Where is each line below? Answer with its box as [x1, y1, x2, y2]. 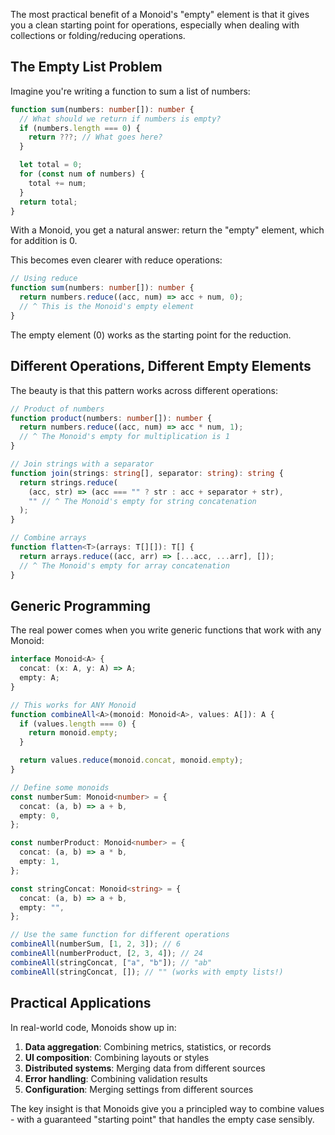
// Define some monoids [10, 782, 110, 793]
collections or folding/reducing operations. [10, 30, 186, 41]
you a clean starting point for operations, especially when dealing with [10, 19, 300, 31]
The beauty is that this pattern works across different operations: [10, 384, 279, 396]
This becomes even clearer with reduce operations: [10, 254, 223, 266]
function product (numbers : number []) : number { [10, 413, 213, 423]
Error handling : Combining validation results [24, 1072, 208, 1084]
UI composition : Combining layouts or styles [24, 1051, 210, 1063]
